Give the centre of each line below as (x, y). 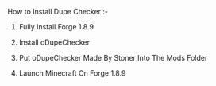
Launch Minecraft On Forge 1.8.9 (72, 73)
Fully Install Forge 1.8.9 (56, 27)
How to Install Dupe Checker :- (58, 12)
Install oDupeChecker (54, 42)
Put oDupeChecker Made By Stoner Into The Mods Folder (113, 58)
